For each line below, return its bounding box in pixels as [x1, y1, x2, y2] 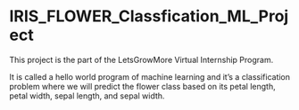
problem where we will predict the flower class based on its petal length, [9, 81, 276, 91]
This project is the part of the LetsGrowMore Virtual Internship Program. [9, 54, 274, 65]
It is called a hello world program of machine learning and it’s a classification [9, 71, 291, 82]
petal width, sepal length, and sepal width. [9, 90, 165, 101]
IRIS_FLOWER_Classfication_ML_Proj [9, 6, 289, 27]
